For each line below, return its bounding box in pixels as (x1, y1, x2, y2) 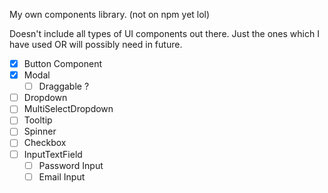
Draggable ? (38, 80, 90, 93)
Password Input (38, 159, 104, 171)
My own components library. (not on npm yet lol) (9, 9, 211, 20)
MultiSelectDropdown (23, 103, 114, 115)
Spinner (23, 125, 57, 138)
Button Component (23, 58, 102, 69)
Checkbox (23, 137, 67, 149)
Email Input (38, 170, 86, 183)
